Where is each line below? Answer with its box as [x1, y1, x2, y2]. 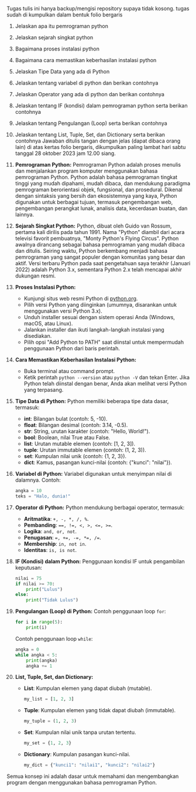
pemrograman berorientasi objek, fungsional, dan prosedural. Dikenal [15, 186, 183, 193]
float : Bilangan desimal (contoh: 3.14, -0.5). [23, 422, 128, 428]
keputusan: [15, 564, 43, 571]
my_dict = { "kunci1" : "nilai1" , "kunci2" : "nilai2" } [23, 762, 156, 768]
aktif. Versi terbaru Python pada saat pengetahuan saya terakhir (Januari [15, 260, 191, 266]
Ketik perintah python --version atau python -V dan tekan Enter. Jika [23, 374, 190, 381]
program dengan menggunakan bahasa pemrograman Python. [6, 779, 157, 786]
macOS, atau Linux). [23, 320, 73, 327]
